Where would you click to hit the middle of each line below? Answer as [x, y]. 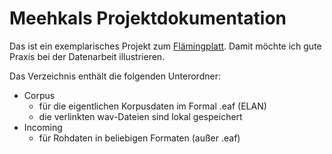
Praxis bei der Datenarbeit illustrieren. [87, 56]
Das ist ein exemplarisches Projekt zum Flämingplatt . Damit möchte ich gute [165, 46]
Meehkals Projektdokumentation [148, 18]
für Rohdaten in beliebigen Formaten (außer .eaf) [139, 138]
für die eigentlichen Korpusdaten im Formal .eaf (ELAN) [152, 106]
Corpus [39, 95]
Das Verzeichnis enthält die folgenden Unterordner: [115, 76]
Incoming [43, 127]
